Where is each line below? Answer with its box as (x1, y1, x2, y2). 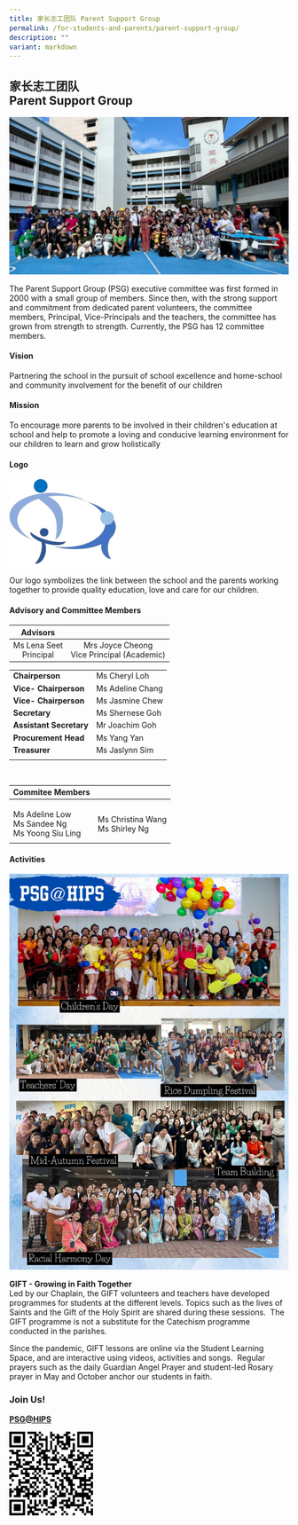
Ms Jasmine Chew (96, 695, 164, 705)
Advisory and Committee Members (9, 604, 142, 616)
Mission (9, 400, 40, 411)
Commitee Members (12, 787, 90, 798)
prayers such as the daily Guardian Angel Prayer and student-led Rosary (9, 1362, 273, 1372)
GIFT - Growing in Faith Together (9, 1278, 132, 1290)
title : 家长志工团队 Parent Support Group (9, 14, 161, 23)
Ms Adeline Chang (96, 683, 164, 694)
